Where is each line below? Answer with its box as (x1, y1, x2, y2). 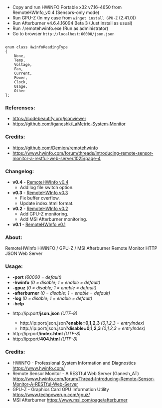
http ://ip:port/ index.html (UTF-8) (12, 331, 81, 337)
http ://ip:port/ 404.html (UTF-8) (12, 336, 78, 342)
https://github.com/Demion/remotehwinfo (12, 145, 98, 151)
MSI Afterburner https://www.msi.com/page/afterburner (12, 397, 128, 403)
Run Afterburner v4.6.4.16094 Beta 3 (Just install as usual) (12, 20, 133, 26)
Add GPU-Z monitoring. (19, 210, 69, 216)
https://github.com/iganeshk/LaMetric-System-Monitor (12, 121, 126, 127)
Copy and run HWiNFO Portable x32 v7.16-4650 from (12, 4, 122, 10)
